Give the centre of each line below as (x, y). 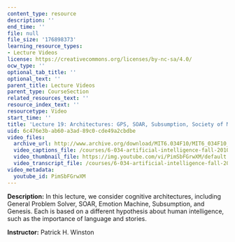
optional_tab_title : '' (42, 72)
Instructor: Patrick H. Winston (51, 232)
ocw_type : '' (26, 66)
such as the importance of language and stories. (77, 218)
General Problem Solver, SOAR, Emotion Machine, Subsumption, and (106, 204)
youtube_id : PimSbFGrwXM (50, 176)
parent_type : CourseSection (48, 92)
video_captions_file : (45, 150)
